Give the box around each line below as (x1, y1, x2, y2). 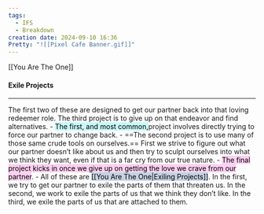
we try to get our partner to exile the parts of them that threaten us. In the (8, 180, 246, 190)
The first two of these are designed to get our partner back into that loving (8, 105, 249, 115)
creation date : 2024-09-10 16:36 (8, 33, 118, 42)
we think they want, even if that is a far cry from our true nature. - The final (8, 155, 251, 165)
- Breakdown (15, 26, 55, 34)
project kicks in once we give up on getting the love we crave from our (8, 164, 236, 173)
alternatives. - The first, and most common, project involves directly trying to (8, 122, 255, 131)
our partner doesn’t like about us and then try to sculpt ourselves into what (8, 147, 250, 157)
